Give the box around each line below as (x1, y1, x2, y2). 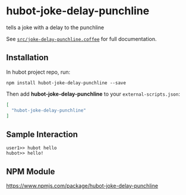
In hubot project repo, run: (6, 68, 71, 76)
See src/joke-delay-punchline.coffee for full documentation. (6, 35, 157, 42)
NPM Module (6, 166, 55, 177)
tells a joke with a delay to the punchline (6, 24, 105, 31)
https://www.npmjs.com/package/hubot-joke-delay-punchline (6, 183, 159, 189)
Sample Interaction (6, 129, 78, 139)
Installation (6, 52, 49, 63)
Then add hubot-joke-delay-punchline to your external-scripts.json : (6, 90, 180, 97)
